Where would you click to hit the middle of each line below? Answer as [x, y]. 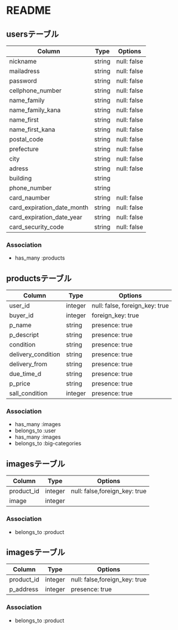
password [23, 81]
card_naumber [30, 198]
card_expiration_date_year [46, 217]
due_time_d [25, 374]
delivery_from [28, 364]
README [29, 10]
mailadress [24, 71]
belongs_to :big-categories [48, 444]
